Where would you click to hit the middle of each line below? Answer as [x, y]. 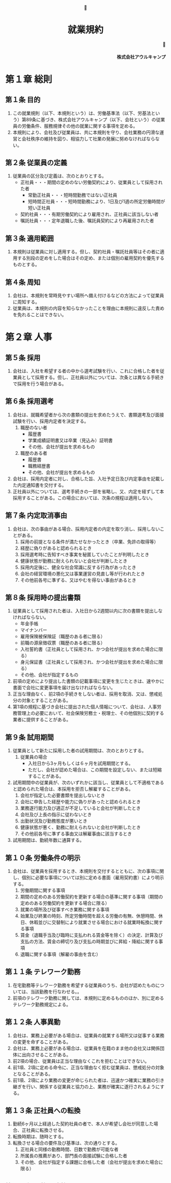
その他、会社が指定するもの [49, 675]
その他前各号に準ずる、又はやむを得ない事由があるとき [78, 580]
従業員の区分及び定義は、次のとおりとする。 [60, 176]
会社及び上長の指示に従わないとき [56, 815]
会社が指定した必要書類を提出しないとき [63, 795]
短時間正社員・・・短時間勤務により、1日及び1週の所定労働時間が [96, 202]
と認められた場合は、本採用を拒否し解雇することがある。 [73, 789]
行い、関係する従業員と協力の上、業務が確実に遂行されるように [93, 1086]
